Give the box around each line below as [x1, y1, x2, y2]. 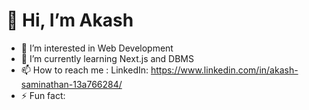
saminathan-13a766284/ [20, 78, 123, 90]
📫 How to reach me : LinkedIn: [20, 64, 149, 76]
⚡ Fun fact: [20, 89, 66, 101]
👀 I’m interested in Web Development [20, 42, 174, 54]
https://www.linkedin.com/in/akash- [150, 64, 299, 76]
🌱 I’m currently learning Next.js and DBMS [20, 52, 194, 64]
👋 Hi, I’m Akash [6, 9, 134, 32]
